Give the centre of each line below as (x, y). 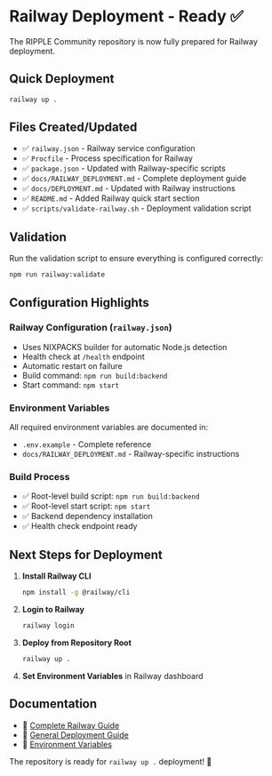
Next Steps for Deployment (86, 554)
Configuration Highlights (79, 303)
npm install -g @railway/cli (76, 593)
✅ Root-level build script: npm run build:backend (111, 496)
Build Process (40, 477)
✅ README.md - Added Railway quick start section (111, 198)
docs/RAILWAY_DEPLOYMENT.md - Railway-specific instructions (131, 454)
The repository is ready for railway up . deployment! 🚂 (111, 761)
